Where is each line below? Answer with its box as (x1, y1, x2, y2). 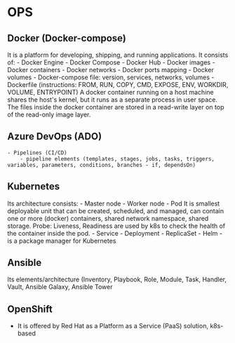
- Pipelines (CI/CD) (7, 149, 68, 156)
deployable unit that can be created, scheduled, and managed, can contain (7, 206, 224, 215)
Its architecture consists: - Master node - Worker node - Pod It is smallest (7, 199, 220, 208)
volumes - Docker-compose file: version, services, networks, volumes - (7, 73, 215, 81)
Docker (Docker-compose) (7, 32, 126, 44)
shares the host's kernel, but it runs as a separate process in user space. (7, 95, 217, 104)
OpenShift (7, 303, 53, 315)
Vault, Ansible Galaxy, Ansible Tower (7, 283, 113, 291)
